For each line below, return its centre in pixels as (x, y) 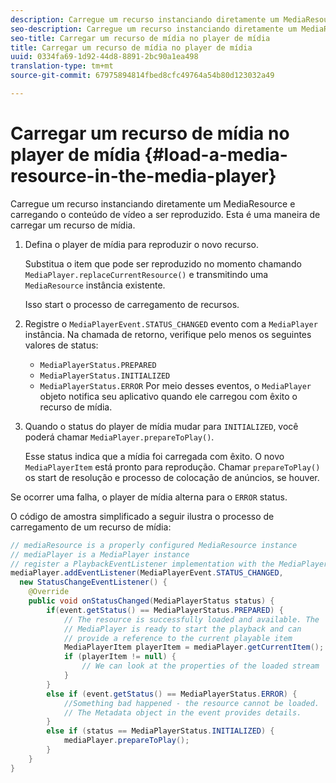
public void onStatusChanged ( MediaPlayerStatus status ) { (151, 601)
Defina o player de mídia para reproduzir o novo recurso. (141, 244)
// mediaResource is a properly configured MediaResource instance (154, 545)
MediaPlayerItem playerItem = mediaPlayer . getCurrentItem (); (194, 647)
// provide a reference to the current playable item (178, 638)
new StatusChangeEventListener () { (93, 582)
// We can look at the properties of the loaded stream (200, 666)
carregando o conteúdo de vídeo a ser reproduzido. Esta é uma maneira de (165, 214)
